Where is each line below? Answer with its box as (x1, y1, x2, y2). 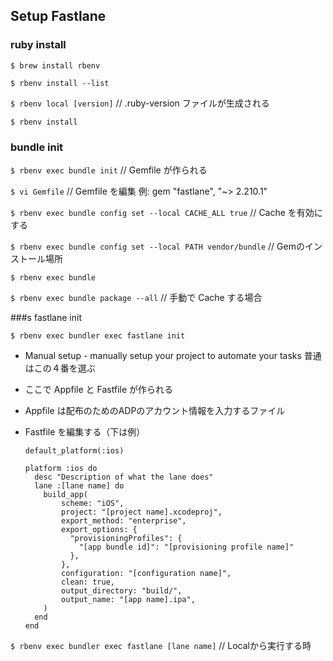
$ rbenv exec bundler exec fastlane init (10, 330, 186, 341)
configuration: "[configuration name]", (61, 568, 232, 578)
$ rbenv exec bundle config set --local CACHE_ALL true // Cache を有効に (10, 206, 323, 218)
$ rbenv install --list (10, 78, 110, 88)
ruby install (10, 38, 67, 52)
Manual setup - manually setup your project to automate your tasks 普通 (24, 349, 322, 361)
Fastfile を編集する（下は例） (24, 425, 146, 438)
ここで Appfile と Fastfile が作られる (24, 383, 174, 395)
